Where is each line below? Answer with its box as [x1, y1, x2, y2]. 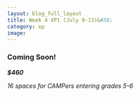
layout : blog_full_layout [7, 10, 82, 17]
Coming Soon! [7, 53, 57, 62]
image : [7, 29, 26, 37]
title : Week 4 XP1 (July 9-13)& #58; [7, 17, 113, 24]
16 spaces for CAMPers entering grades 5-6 [7, 81, 134, 90]
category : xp [7, 23, 45, 30]
